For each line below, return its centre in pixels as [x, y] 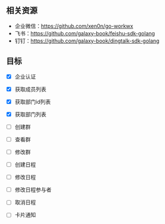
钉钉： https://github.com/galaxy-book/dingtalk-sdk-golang [87, 41]
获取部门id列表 [33, 102]
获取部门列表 [30, 114]
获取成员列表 [30, 89]
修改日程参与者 [33, 190]
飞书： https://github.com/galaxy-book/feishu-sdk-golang [85, 33]
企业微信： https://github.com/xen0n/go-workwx [74, 26]
